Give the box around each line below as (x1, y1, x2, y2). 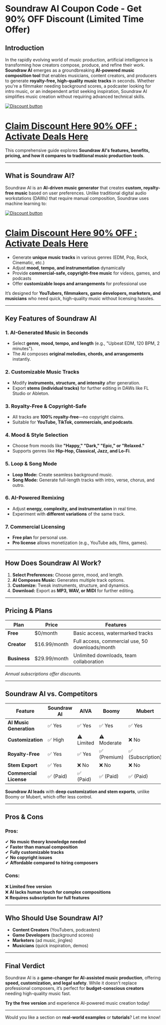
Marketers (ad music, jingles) (12, 937, 73, 943)
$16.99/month (34, 641, 69, 648)
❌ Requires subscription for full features (5, 894, 90, 900)
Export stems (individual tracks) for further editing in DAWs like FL (12, 385, 149, 391)
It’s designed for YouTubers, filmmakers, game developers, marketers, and (5, 290, 161, 296)
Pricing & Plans (5, 606, 53, 615)
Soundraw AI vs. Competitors (5, 690, 98, 698)
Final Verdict (5, 962, 45, 970)
